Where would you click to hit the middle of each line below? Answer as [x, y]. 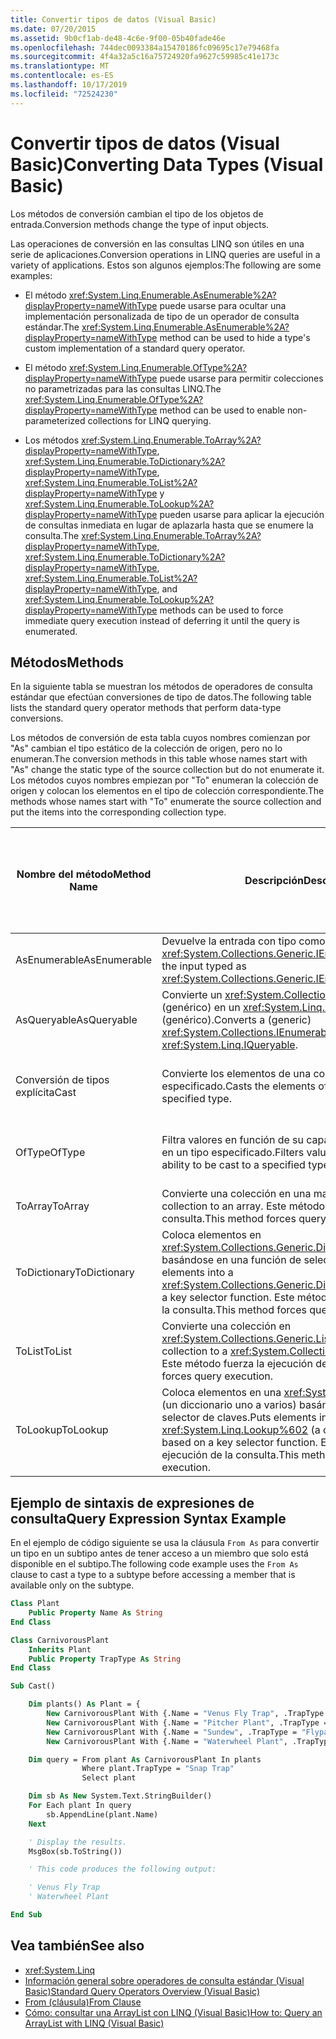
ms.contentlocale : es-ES [62, 76]
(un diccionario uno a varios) [229, 1405]
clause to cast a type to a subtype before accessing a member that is [153, 1575]
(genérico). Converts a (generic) [236, 1020]
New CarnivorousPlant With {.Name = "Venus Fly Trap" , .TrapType [185, 1714]
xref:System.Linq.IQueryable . [229, 1045]
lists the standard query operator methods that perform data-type [146, 708]
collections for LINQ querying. [149, 420]
